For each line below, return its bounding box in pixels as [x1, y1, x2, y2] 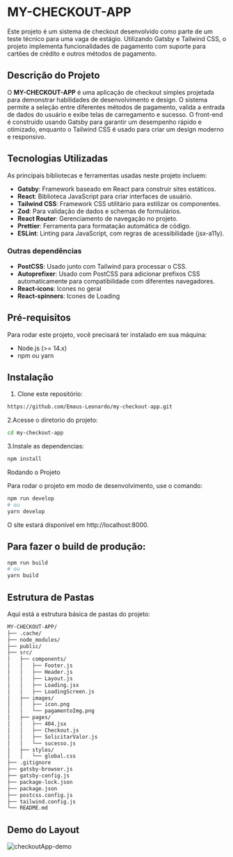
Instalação [7, 372, 54, 384]
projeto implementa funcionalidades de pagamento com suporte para [7, 42, 207, 50]
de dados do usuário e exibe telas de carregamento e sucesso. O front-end [7, 110, 223, 118]
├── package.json [7, 785, 58, 792]
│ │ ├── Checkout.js [7, 727, 79, 734]
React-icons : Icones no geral [17, 284, 102, 292]
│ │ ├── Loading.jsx [7, 682, 79, 689]
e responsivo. [7, 132, 47, 141]
